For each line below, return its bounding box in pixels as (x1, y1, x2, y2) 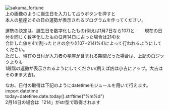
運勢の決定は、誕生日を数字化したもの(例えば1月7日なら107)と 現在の (5, 28, 158, 34)
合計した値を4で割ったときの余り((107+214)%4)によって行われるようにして (5, 40, 162, 46)
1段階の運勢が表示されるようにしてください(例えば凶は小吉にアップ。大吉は (5, 65, 163, 71)
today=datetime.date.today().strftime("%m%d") (5, 93, 104, 99)
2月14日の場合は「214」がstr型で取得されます (5, 99, 101, 105)
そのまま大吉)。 (5, 72, 38, 77)
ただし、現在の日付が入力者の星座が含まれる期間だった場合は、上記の (5, 53, 151, 59)
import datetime (5, 88, 39, 94)
